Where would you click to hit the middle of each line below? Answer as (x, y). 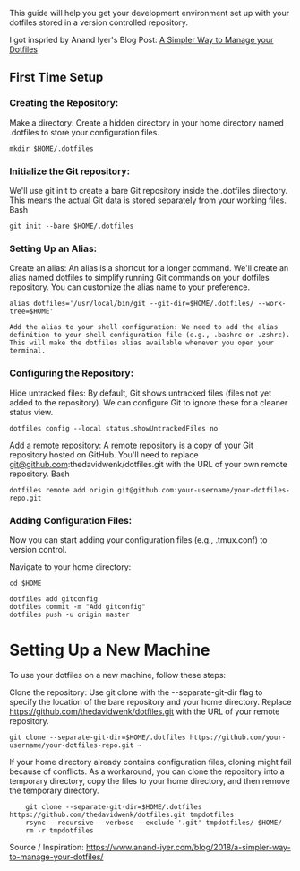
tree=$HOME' (31, 312)
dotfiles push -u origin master (69, 614)
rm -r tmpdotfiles (60, 830)
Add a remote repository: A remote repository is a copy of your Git (131, 445)
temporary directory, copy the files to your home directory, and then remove (150, 780)
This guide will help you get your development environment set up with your (150, 13)
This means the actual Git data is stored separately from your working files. (148, 200)
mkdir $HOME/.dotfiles (51, 148)
